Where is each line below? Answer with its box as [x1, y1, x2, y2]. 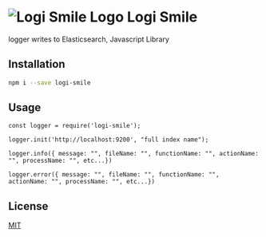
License [8, 199, 49, 213]
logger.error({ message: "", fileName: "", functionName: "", [8, 171, 220, 179]
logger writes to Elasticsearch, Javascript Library [8, 34, 170, 44]
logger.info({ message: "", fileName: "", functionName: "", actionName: [8, 150, 260, 158]
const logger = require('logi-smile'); [8, 122, 141, 130]
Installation [8, 57, 66, 71]
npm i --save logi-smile [8, 78, 91, 87]
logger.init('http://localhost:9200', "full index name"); [8, 136, 209, 144]
